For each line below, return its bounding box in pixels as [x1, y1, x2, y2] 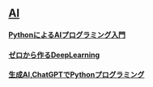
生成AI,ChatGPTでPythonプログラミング [8, 70, 145, 80]
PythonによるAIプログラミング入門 [8, 30, 125, 39]
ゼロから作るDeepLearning [8, 50, 100, 60]
